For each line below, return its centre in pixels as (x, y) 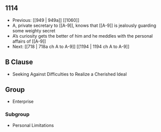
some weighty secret (34, 31)
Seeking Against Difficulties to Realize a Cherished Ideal (70, 74)
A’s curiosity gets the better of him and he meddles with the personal (82, 36)
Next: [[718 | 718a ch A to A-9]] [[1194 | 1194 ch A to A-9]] (71, 46)
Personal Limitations (33, 125)
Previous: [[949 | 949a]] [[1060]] (46, 20)
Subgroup (17, 115)
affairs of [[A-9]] (29, 41)
